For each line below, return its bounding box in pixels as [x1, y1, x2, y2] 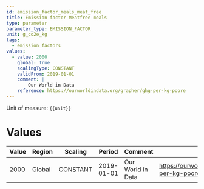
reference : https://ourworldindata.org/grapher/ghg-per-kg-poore [17, 88, 186, 94]
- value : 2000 [12, 54, 47, 60]
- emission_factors [12, 43, 61, 49]
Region [32, 147, 53, 156]
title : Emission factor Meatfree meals [6, 15, 107, 21]
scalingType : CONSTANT [17, 65, 75, 71]
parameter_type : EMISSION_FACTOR [6, 25, 91, 32]
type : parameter [6, 20, 47, 26]
